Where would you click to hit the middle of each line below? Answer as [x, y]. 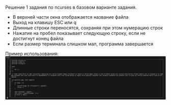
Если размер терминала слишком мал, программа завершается [83, 44]
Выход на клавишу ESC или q [45, 22]
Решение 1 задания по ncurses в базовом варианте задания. [71, 7]
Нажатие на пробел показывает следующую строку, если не [79, 33]
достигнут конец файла [38, 38]
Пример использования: [32, 54]
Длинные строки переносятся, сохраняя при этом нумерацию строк [88, 28]
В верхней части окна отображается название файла [70, 17]
